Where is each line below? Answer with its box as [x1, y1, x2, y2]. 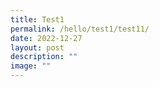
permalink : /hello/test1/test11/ [10, 24, 150, 34]
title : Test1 [10, 14, 65, 25]
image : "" [10, 61, 52, 71]
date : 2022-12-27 [10, 33, 83, 43]
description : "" [10, 52, 78, 62]
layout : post [10, 42, 65, 53]
